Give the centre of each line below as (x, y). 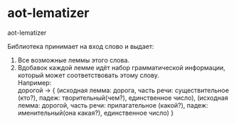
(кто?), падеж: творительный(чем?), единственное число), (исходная (123, 98)
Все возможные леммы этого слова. (74, 60)
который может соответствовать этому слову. (88, 75)
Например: (34, 82)
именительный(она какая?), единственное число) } (96, 113)
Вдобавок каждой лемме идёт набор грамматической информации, (122, 67)
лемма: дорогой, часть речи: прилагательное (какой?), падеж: (113, 105)
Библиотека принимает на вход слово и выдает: (81, 46)
